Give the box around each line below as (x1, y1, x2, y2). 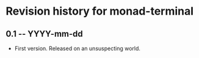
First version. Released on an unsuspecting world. (14, 45, 141, 52)
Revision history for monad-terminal (5, 4, 194, 18)
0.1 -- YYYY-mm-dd (5, 29, 83, 39)
